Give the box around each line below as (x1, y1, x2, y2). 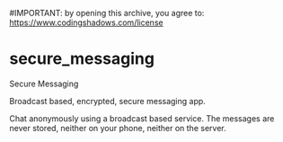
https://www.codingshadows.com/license (9, 17, 164, 28)
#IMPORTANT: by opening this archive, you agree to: (9, 8, 205, 18)
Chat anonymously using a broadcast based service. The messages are (9, 112, 275, 124)
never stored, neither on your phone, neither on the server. (9, 122, 226, 133)
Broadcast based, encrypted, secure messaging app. (9, 95, 207, 106)
